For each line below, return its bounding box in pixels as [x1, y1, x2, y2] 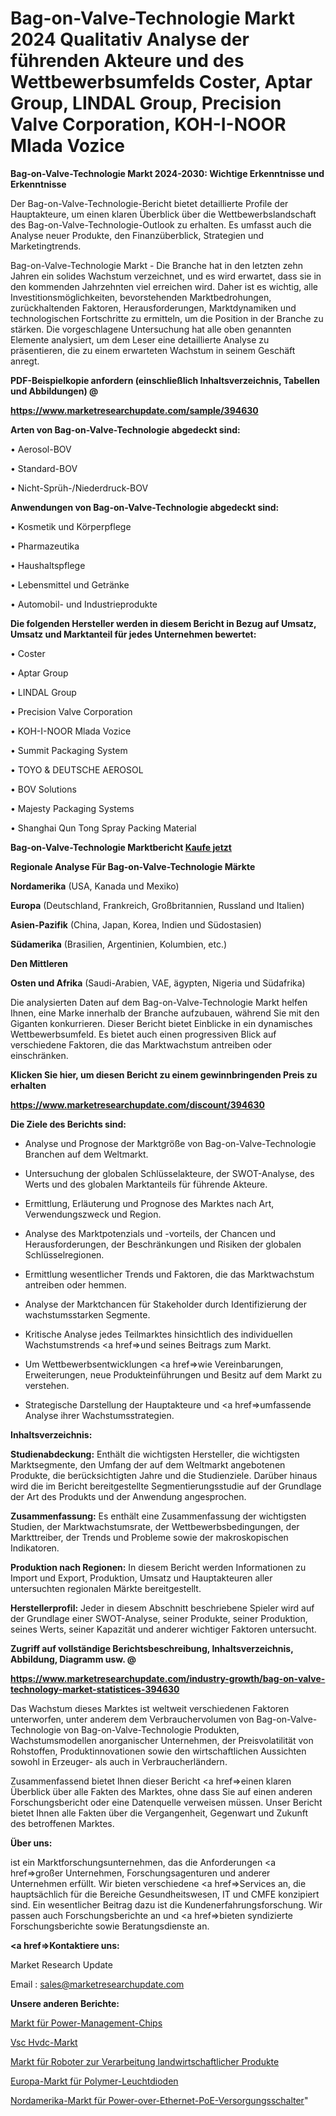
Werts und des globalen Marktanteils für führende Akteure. [24, 1178, 268, 1190]
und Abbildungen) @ [10, 385, 99, 397]
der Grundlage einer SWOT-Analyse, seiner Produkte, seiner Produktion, [10, 1612, 308, 1624]
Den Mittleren [10, 957, 69, 969]
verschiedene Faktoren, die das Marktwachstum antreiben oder [10, 1038, 273, 1051]
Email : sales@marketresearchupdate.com [10, 1978, 185, 1990]
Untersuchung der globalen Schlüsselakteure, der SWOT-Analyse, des [24, 1167, 315, 1179]
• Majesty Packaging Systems [10, 802, 135, 814]
